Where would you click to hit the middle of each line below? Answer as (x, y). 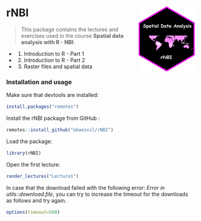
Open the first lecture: (33, 164)
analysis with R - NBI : (48, 42)
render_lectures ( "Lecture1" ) (42, 176)
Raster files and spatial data (58, 66)
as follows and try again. (36, 200)
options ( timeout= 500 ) (33, 212)
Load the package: (29, 141)
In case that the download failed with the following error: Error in (86, 187)
